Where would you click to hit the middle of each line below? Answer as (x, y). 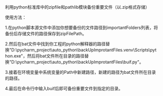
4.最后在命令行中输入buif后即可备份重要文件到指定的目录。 (64, 89)
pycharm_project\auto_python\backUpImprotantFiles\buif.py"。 (80, 62)
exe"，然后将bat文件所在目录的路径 (49, 56)
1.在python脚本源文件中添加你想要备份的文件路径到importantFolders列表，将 (81, 27)
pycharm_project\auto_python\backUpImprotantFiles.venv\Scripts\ (83, 50)
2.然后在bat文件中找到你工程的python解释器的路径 (55, 44)
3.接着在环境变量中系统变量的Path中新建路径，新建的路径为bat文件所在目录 (81, 72)
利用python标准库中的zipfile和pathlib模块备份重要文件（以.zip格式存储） (77, 7)
